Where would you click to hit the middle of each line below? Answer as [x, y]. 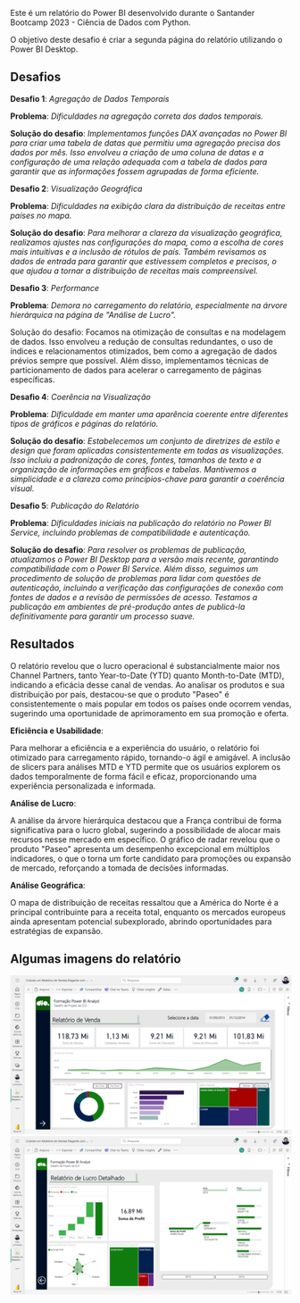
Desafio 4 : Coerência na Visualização [80, 397]
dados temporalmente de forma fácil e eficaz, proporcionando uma [133, 776]
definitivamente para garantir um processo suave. [103, 616]
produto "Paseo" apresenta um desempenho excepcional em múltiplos [140, 848]
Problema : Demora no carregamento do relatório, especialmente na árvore [149, 305]
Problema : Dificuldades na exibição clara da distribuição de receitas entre [148, 205]
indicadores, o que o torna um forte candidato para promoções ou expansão [151, 858]
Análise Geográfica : [48, 885]
